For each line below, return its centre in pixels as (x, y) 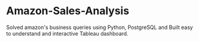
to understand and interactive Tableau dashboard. (67, 33)
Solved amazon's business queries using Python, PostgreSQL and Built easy (99, 27)
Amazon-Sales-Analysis (68, 11)
